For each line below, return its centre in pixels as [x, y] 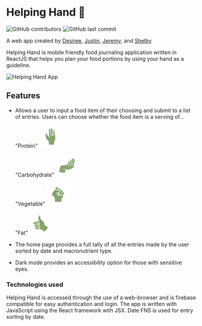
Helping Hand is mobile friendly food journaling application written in [91, 52]
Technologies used [35, 284]
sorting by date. [26, 317]
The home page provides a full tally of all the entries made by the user [102, 244]
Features [23, 96]
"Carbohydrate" [35, 175]
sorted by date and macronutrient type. [64, 251]
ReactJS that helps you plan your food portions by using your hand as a [95, 58]
